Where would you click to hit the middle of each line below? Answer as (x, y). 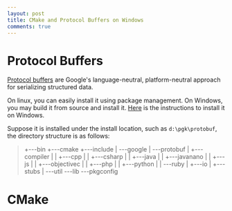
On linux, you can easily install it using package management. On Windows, (115, 100)
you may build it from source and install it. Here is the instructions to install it (116, 108)
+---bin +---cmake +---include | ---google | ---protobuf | (107, 149)
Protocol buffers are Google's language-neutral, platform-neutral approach (114, 80)
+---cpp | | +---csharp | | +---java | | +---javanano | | (135, 157)
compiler (37, 157)
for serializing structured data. (50, 87)
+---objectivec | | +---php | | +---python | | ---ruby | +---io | (124, 164)
